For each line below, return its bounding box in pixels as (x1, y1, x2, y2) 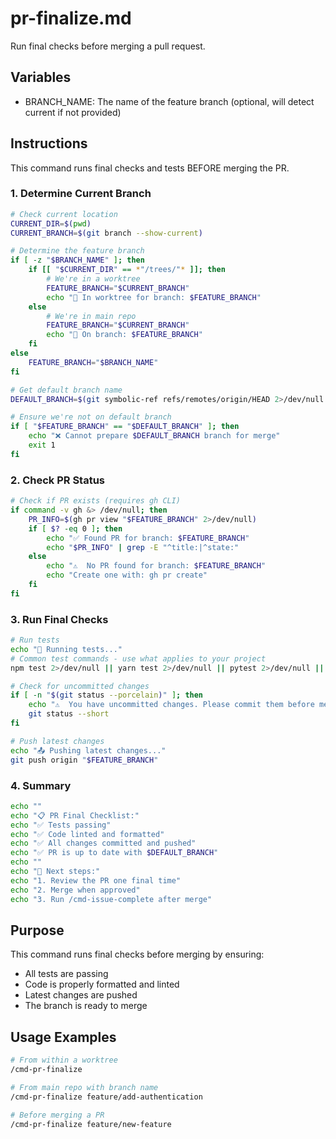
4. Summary (10, 778, 72, 792)
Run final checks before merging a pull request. (10, 40, 206, 52)
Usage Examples (10, 1028, 117, 1046)
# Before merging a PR (10, 1110, 105, 1120)
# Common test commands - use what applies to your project (10, 653, 267, 664)
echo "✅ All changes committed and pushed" (10, 838, 197, 849)
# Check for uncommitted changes (10, 681, 150, 691)
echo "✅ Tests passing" (10, 820, 112, 830)
